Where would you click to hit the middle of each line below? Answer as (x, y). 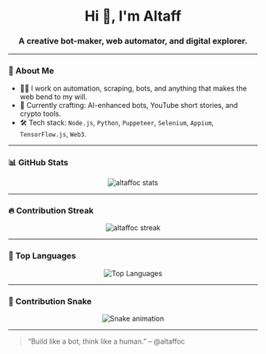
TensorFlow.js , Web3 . (53, 133)
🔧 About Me (31, 71)
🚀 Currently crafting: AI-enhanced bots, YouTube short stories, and (129, 105)
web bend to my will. (53, 96)
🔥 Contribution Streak (51, 211)
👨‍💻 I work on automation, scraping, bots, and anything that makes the (133, 88)
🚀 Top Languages (42, 256)
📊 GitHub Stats (38, 162)
